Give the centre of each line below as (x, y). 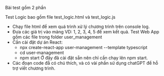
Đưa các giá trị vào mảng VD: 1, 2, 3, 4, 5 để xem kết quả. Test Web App (86, 32)
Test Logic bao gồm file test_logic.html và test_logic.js (60, 17)
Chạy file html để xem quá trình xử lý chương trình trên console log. (81, 26)
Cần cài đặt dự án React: (37, 42)
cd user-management (42, 52)
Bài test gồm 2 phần (26, 8)
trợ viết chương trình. (34, 68)
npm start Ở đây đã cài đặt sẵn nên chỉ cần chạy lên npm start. (84, 58)
